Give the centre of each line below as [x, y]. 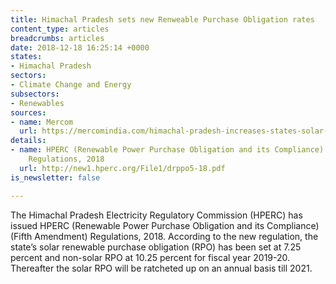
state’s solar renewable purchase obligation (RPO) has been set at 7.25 [156, 247]
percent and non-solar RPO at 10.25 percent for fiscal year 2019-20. [150, 257]
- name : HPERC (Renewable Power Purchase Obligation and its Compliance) [167, 150]
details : [28, 141]
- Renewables [37, 103]
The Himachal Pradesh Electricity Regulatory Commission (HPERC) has [156, 215]
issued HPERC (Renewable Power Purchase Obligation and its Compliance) [165, 225]
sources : [28, 112]
